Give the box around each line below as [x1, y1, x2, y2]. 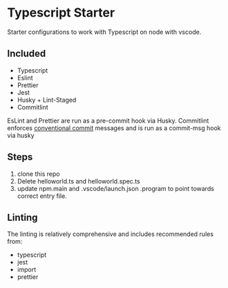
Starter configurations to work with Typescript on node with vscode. [7, 28, 202, 36]
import [17, 265, 37, 274]
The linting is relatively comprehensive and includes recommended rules [7, 230, 214, 238]
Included [7, 48, 46, 60]
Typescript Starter [7, 5, 115, 21]
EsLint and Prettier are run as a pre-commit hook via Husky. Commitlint [7, 116, 209, 125]
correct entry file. [17, 192, 67, 200]
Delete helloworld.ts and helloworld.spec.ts [17, 177, 140, 185]
